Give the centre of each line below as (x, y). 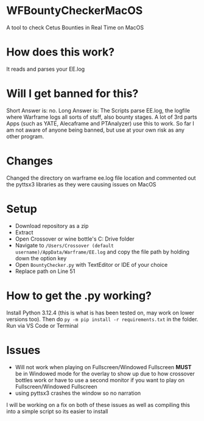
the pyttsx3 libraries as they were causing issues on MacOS (81, 184)
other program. (25, 136)
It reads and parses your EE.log (46, 69)
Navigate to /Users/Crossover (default (65, 245)
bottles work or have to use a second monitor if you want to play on (100, 380)
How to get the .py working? (79, 295)
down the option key (41, 258)
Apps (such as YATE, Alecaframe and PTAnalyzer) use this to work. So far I (100, 123)
